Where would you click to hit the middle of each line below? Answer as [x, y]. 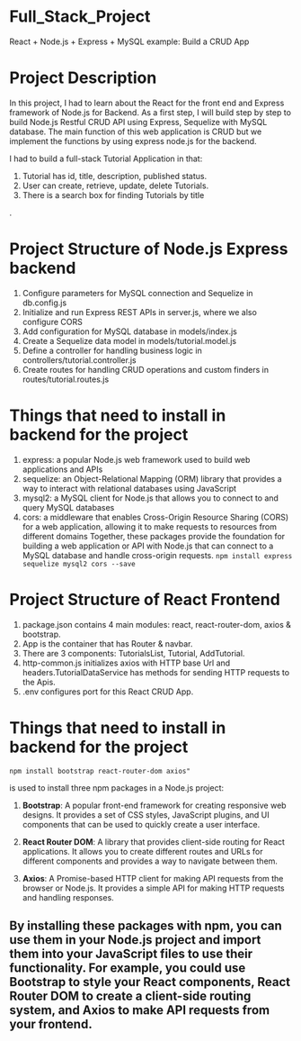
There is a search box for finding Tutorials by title [113, 195]
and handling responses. [68, 897]
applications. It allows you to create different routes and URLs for [142, 851]
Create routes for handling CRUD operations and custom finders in [146, 369]
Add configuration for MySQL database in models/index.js [130, 331]
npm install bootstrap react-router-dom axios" [100, 771]
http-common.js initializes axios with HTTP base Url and [126, 663]
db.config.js [44, 303]
